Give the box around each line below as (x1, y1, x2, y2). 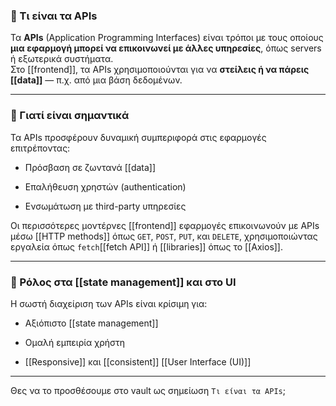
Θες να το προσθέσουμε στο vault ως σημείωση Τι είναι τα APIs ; (10, 384, 286, 396)
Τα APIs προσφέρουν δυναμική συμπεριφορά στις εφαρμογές (10, 131, 267, 143)
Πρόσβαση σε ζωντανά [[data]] (24, 161, 157, 173)
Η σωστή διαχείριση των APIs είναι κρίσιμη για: (10, 297, 208, 309)
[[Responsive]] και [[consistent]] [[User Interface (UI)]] (24, 355, 252, 368)
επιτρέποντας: (10, 142, 71, 154)
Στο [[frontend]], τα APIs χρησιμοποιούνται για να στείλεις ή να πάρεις (10, 64, 310, 76)
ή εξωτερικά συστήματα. (10, 53, 114, 65)
